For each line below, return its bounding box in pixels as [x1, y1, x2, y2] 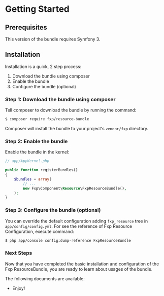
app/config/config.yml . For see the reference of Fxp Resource [5, 223, 132, 229]
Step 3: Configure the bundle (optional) [5, 207, 101, 214]
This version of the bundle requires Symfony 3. [5, 36, 100, 42]
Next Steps [5, 250, 33, 257]
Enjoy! [12, 285, 25, 291]
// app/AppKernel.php [5, 159, 50, 164]
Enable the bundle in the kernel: [5, 149, 70, 155]
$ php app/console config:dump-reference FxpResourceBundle [5, 238, 131, 243]
